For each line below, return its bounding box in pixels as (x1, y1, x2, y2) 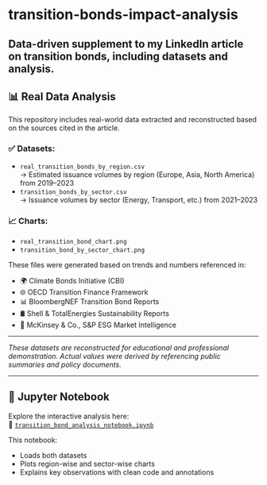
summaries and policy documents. (8, 360, 122, 369)
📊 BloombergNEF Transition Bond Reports (19, 296, 160, 306)
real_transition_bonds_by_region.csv (19, 163, 145, 171)
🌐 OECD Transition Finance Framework (19, 287, 149, 297)
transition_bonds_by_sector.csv (19, 188, 127, 196)
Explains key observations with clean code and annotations (19, 467, 215, 477)
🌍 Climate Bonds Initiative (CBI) (19, 275, 125, 285)
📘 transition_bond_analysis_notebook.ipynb (8, 419, 154, 429)
